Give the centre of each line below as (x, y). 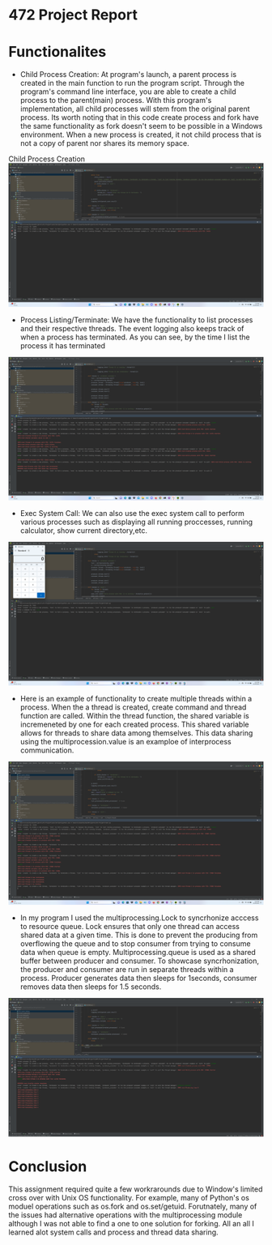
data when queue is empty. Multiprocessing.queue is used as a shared (138, 953)
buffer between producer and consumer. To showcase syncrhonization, (140, 961)
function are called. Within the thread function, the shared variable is (134, 715)
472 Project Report (73, 15)
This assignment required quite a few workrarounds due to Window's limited (136, 1189)
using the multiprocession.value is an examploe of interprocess (126, 741)
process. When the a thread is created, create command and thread (133, 707)
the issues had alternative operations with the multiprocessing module (125, 1215)
